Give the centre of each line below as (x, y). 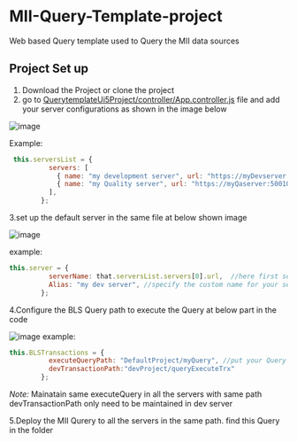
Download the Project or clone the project (98, 89)
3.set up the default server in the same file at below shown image (128, 217)
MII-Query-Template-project (116, 16)
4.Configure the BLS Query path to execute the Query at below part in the (143, 310)
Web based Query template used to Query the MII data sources (125, 41)
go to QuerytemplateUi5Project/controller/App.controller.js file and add (151, 99)
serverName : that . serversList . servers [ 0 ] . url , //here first (163, 276)
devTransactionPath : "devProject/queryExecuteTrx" (142, 369)
